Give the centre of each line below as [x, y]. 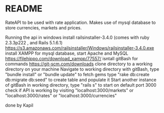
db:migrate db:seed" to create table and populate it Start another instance [81, 80]
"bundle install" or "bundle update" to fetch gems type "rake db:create [78, 74]
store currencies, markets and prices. [43, 27]
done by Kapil [19, 105]
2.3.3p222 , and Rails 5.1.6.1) [34, 42]
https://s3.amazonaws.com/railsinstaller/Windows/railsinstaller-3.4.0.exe [80, 48]
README [24, 9]
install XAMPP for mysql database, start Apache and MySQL [67, 53]
